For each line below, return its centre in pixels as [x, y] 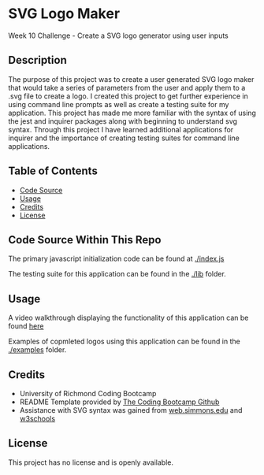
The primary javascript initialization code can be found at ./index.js [116, 259]
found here [26, 326]
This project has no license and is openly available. [91, 462]
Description [37, 60]
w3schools [37, 419]
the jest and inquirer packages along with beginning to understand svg [123, 121]
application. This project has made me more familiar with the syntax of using [132, 113]
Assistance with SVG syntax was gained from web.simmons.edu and [131, 410]
